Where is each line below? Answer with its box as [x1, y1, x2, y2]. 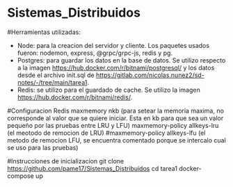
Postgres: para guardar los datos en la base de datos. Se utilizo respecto [17, 56, 226, 64]
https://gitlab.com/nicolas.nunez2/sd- [96, 71, 205, 79]
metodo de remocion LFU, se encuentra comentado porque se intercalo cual [7, 136, 226, 144]
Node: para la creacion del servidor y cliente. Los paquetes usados [17, 41, 210, 49]
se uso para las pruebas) [7, 143, 79, 152]
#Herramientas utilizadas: [7, 28, 81, 36]
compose [7, 172, 35, 180]
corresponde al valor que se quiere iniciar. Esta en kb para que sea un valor [7, 113, 224, 122]
